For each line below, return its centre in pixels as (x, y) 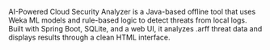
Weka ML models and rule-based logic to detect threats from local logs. (128, 20)
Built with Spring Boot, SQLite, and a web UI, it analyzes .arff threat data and (135, 29)
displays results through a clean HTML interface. (90, 37)
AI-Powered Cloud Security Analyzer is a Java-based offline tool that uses (132, 12)
